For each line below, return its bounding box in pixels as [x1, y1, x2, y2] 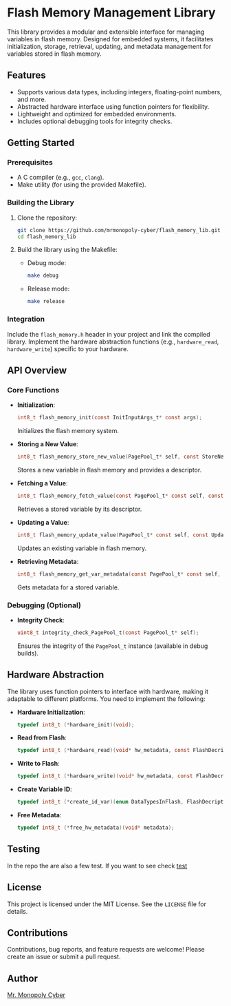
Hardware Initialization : [16, 708, 86, 716]
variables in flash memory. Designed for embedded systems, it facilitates [7, 34, 214, 43]
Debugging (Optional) [7, 600, 81, 610]
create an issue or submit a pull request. [7, 952, 121, 961]
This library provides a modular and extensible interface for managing [7, 28, 205, 36]
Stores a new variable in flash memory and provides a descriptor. [16, 465, 202, 474]
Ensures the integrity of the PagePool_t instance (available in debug [16, 642, 208, 650]
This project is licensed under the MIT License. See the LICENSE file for [7, 900, 206, 908]
